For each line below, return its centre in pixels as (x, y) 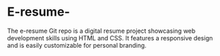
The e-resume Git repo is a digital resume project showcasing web (101, 31)
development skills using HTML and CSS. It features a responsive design (110, 38)
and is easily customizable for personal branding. (77, 45)
